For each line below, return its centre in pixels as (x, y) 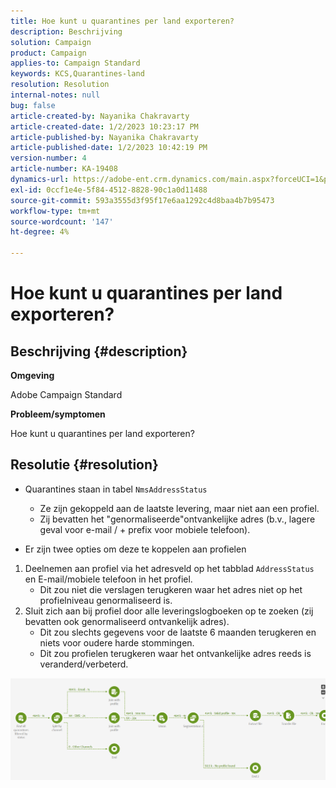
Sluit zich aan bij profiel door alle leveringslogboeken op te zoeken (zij (169, 611)
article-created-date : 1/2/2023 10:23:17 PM (104, 126)
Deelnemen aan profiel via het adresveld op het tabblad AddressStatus (169, 568)
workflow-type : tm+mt (55, 211)
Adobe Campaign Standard (66, 394)
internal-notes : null (55, 95)
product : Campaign (48, 53)
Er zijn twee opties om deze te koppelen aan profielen (135, 549)
